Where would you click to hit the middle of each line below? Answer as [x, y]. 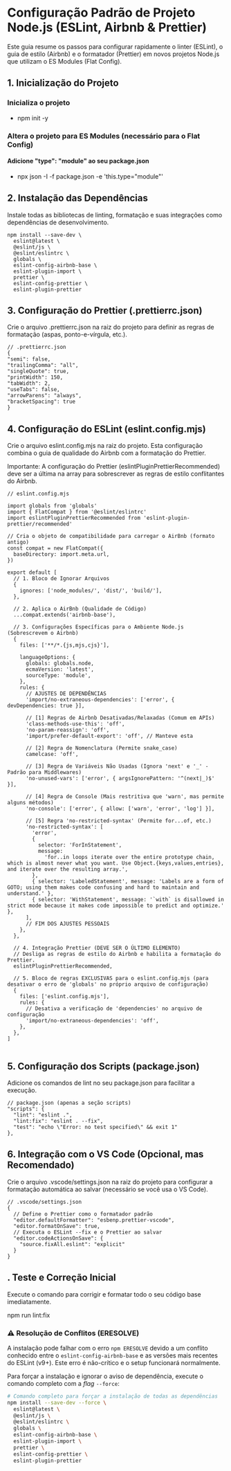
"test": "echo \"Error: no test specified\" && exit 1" [95, 1127]
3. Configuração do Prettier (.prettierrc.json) [105, 310]
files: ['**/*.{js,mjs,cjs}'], [65, 645]
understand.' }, [30, 894]
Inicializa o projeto [39, 103]
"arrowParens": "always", [44, 396]
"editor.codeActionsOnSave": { [58, 1238]
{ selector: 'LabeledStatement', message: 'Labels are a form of [128, 882]
